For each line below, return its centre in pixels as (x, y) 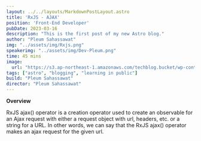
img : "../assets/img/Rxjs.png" (45, 45)
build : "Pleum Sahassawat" (40, 78)
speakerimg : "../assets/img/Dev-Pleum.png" (61, 51)
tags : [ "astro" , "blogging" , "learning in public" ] (72, 73)
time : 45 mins (24, 56)
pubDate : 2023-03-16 (32, 28)
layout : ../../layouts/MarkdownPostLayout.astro (68, 12)
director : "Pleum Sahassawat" (44, 84)
